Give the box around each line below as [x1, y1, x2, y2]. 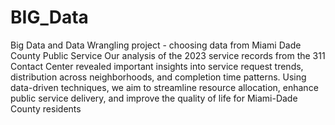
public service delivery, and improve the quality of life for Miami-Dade [10, 92, 298, 104]
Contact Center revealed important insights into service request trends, [10, 60, 304, 72]
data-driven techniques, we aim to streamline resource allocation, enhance [10, 81, 319, 93]
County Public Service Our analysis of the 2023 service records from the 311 [10, 49, 326, 61]
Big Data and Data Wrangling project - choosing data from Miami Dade [10, 39, 302, 51]
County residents [10, 102, 82, 115]
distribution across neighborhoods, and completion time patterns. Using [10, 71, 307, 83]
